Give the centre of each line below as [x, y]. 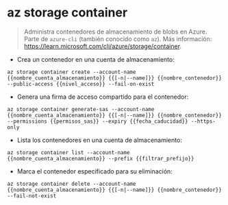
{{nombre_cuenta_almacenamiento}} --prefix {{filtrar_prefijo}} [101, 158]
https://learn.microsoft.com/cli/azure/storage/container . [103, 46]
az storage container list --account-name [68, 152]
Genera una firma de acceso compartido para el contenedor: [103, 97]
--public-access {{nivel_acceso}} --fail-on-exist [81, 84]
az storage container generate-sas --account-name [81, 109]
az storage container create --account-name [72, 72]
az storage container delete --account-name [72, 184]
